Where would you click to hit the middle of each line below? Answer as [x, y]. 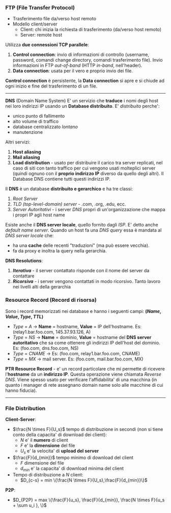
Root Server [25, 199]
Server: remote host [41, 35]
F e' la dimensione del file [48, 445]
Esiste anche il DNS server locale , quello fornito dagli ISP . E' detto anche [82, 225]
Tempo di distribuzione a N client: [48, 475]
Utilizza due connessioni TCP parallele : [47, 45]
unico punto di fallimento [39, 116]
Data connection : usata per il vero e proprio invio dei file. [73, 71]
